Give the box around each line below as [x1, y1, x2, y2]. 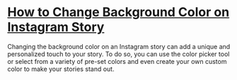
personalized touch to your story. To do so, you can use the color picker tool [7, 50, 230, 58]
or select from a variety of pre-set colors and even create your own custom [7, 57, 227, 65]
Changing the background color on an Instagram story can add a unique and [7, 42, 231, 51]
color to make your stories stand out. [7, 65, 115, 73]
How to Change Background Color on [7, 4, 230, 20]
